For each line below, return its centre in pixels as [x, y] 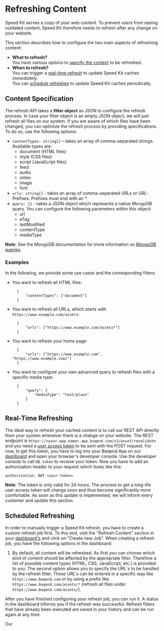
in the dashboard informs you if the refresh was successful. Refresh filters [80, 604]
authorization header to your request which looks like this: [64, 467]
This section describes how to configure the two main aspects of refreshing [82, 42]
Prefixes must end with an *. [59, 198]
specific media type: [33, 377]
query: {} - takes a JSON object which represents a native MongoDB [82, 203]
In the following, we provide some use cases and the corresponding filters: [80, 273]
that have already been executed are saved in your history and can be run [80, 609]
